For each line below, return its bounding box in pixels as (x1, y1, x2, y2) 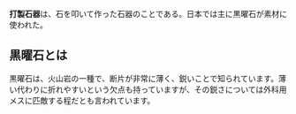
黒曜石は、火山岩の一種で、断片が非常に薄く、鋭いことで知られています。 (9, 72, 279, 83)
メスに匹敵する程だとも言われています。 (9, 95, 156, 105)
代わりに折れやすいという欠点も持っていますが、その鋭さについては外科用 (16, 84, 287, 95)
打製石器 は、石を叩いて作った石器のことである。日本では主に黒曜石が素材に (9, 9, 288, 19)
